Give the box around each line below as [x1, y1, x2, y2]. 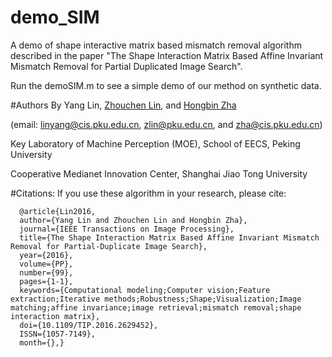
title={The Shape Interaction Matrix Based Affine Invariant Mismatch [19, 232, 320, 243]
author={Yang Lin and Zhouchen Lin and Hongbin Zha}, [19, 215, 248, 225]
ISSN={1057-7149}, [19, 329, 97, 339]
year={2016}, [19, 250, 74, 260]
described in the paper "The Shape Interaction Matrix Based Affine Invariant [10, 49, 324, 61]
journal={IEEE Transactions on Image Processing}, [19, 224, 235, 234]
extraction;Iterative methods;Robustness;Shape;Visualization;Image [10, 294, 302, 304]
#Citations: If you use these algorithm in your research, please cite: [10, 187, 287, 199]
